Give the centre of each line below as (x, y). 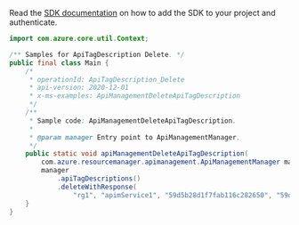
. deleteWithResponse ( (97, 187)
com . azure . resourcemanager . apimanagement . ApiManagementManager (161, 162)
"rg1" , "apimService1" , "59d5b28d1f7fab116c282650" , (173, 195)
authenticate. (33, 22)
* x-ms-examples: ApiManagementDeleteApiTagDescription (135, 96)
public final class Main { (59, 63)
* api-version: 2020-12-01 (79, 88)
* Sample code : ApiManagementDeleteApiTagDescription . (133, 121)
